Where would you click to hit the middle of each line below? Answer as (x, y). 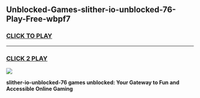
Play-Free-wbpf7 (38, 19)
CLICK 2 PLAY (27, 58)
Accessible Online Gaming (40, 88)
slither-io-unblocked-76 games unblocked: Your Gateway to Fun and (93, 82)
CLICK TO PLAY (29, 36)
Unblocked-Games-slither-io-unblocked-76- (91, 10)
